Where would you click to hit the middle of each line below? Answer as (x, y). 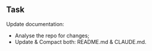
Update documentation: (35, 24)
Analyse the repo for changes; (52, 36)
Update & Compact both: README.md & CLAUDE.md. (80, 42)
